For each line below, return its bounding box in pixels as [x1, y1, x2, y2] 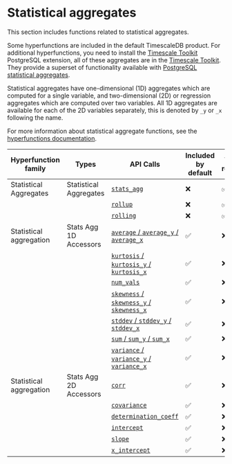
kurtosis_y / [111, 259, 152, 269]
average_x [111, 235, 144, 244]
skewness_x [111, 306, 147, 314]
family [24, 163, 46, 173]
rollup [111, 200, 133, 208]
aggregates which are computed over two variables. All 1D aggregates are [7, 98, 217, 107]
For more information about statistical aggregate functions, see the [7, 127, 197, 135]
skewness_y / [111, 297, 152, 307]
